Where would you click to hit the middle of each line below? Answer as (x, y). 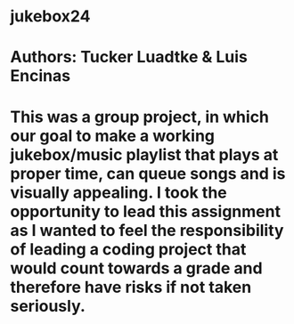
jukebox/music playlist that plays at (144, 154)
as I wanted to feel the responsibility (147, 230)
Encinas (40, 76)
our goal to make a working (113, 136)
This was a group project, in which (140, 117)
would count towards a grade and (136, 268)
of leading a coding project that (128, 249)
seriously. (48, 306)
